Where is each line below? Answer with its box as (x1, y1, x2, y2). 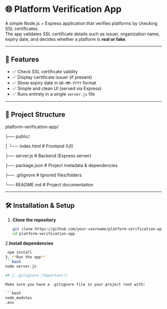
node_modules (5, 296, 32, 301)
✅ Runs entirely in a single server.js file (12, 91, 95, 97)
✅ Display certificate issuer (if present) (12, 74, 92, 80)
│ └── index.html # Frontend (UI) (5, 143, 74, 149)
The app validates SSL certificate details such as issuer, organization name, (5, 31, 160, 37)
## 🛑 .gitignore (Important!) (5, 273, 68, 278)
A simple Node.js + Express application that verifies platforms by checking (5, 20, 158, 26)
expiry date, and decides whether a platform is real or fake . (5, 36, 127, 42)
